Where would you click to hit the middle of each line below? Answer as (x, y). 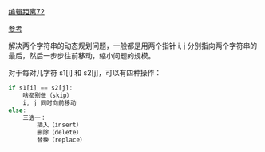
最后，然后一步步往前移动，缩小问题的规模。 (82, 56)
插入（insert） (59, 125)
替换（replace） (61, 140)
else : (17, 110)
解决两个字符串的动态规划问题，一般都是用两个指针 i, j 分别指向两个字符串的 (133, 46)
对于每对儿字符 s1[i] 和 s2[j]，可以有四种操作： (85, 73)
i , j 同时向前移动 (49, 102)
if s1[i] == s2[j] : (41, 88)
